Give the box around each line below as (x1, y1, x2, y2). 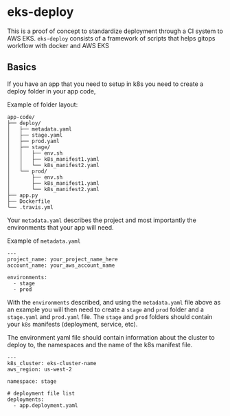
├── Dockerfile (7, 197, 51, 205)
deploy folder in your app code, (7, 87, 96, 95)
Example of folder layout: (7, 100, 78, 109)
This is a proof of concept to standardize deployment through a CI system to (7, 27, 223, 35)
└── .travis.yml (7, 204, 54, 210)
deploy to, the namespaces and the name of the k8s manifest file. (7, 340, 193, 349)
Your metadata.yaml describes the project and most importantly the (7, 216, 197, 224)
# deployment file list (7, 390, 76, 397)
